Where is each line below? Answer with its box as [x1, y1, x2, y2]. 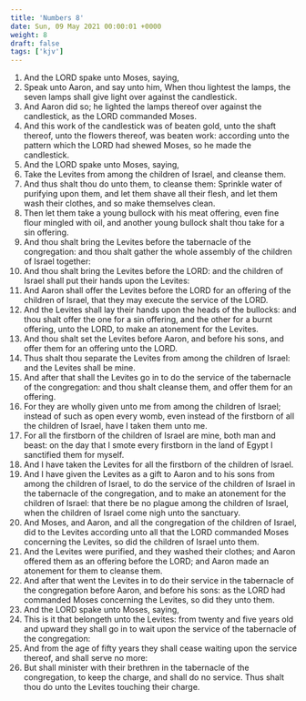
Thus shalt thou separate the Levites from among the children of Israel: [23, 352, 291, 364]
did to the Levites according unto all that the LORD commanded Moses [23, 527, 290, 538]
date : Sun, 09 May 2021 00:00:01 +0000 [10, 22, 162, 31]
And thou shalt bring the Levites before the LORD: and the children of [23, 266, 283, 277]
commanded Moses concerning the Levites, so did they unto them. [23, 594, 276, 605]
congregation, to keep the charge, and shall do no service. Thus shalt [23, 672, 285, 683]
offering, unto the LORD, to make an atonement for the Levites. [23, 324, 259, 335]
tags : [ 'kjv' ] [10, 47, 65, 56]
